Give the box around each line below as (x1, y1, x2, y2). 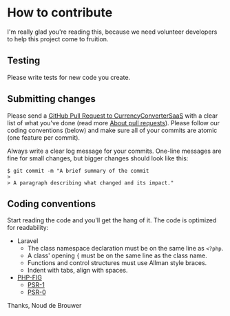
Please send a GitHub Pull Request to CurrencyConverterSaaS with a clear (7, 112, 218, 120)
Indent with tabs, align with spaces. (27, 266, 128, 275)
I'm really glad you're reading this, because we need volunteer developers (7, 28, 218, 36)
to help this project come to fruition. (7, 34, 109, 43)
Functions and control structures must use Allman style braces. (27, 259, 207, 267)
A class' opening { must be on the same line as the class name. (27, 251, 208, 260)
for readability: (7, 224, 49, 232)
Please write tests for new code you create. (7, 73, 131, 81)
